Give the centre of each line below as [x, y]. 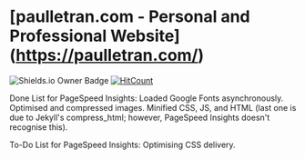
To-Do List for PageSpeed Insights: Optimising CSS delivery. [122, 144]
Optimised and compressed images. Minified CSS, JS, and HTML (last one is [153, 107]
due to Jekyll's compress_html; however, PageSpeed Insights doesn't [140, 117]
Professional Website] [95, 36]
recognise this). [39, 127]
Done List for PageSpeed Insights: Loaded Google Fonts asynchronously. [147, 98]
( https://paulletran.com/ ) [107, 55]
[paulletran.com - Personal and [130, 17]
